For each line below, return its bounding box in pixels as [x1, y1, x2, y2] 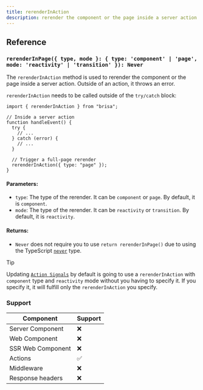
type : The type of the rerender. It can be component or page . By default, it [15, 194, 196, 201]
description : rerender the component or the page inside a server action [6, 15, 198, 21]
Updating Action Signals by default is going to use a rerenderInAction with [6, 270, 196, 278]
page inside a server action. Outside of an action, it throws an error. [6, 80, 175, 87]
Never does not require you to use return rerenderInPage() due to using [15, 241, 196, 248]
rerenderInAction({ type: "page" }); [12, 162, 108, 168]
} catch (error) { [12, 135, 59, 142]
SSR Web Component [9, 344, 71, 352]
